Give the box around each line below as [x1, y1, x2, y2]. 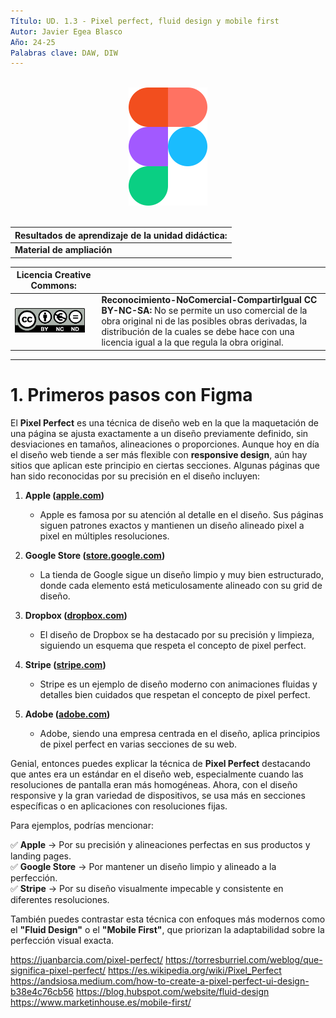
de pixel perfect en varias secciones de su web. [39, 738, 238, 750]
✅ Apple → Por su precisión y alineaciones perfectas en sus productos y [10, 838, 311, 850]
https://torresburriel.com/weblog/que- [164, 953, 323, 965]
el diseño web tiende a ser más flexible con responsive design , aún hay [10, 448, 308, 460]
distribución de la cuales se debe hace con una [101, 326, 295, 338]
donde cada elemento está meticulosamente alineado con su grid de [39, 579, 323, 591]
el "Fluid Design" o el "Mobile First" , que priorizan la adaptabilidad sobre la [10, 923, 325, 935]
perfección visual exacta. [10, 934, 115, 946]
